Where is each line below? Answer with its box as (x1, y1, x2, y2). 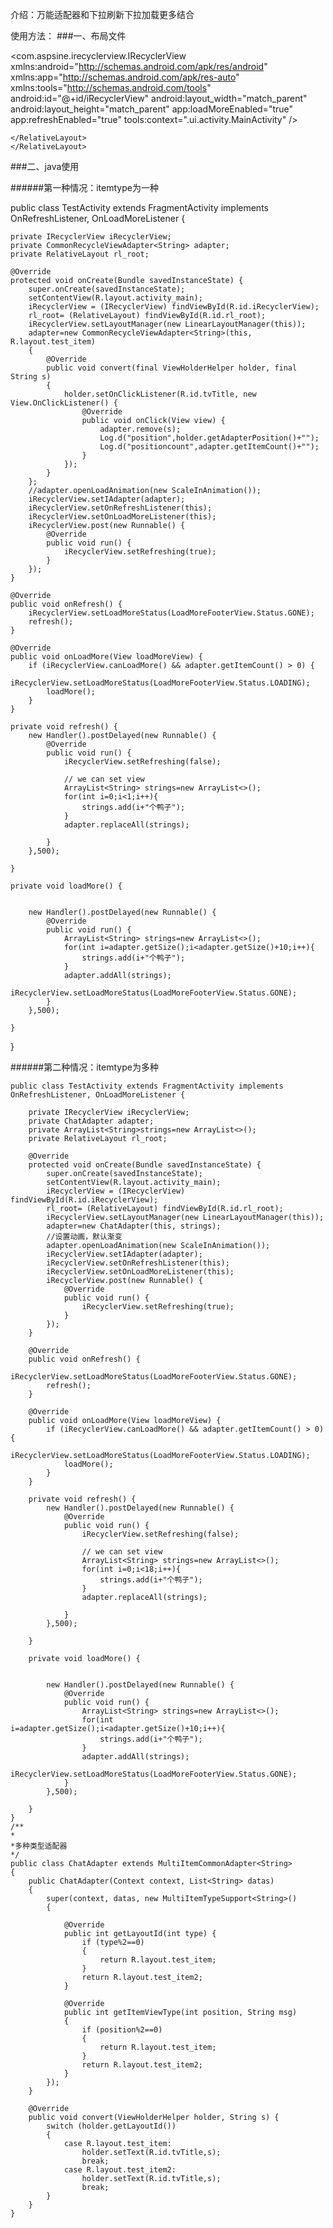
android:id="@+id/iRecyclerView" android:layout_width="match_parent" (10, 93, 308, 104)
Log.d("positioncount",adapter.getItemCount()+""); (99, 442, 320, 452)
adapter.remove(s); (99, 424, 182, 434)
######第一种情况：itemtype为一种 (10, 182, 159, 193)
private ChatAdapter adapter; (28, 1116, 155, 1126)
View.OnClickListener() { (10, 398, 118, 408)
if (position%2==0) (81, 2025, 163, 2035)
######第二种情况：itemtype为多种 (10, 1061, 159, 1073)
